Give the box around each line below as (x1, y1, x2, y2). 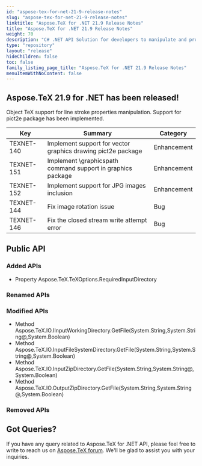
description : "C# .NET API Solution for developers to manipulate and (6, 37, 187, 43)
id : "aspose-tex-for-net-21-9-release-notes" (6, 8, 122, 15)
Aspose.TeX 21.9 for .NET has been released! (6, 93, 179, 103)
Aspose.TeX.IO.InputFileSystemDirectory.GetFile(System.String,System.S (14, 346, 196, 353)
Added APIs (6, 262, 41, 271)
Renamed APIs (6, 290, 50, 299)
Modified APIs (6, 307, 49, 315)
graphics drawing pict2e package (47, 147, 142, 155)
